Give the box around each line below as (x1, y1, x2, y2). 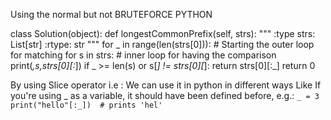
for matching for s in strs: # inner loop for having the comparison (10, 49, 277, 61)
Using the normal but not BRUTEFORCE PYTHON (10, 9, 213, 20)
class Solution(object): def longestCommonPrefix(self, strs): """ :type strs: (10, 28, 316, 39)
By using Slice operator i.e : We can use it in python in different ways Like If (10, 79, 322, 91)
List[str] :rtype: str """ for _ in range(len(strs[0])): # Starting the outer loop (10, 39, 315, 50)
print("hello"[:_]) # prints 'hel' (10, 100, 163, 110)
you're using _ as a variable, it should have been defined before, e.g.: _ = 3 (10, 90, 320, 101)
